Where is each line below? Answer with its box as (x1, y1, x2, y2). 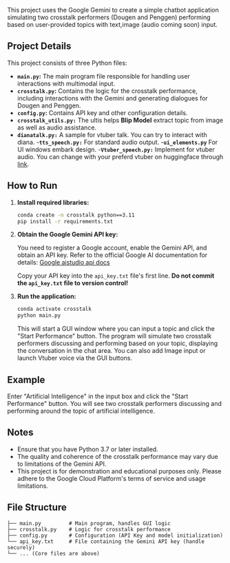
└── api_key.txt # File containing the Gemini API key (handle (7, 538, 205, 545)
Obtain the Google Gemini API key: (17, 230, 118, 238)
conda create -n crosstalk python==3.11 (17, 212, 135, 218)
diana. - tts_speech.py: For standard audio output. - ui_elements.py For (17, 138, 218, 146)
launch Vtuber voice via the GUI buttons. (17, 354, 133, 362)
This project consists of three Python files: (7, 59, 127, 67)
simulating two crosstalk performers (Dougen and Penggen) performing (7, 13, 211, 21)
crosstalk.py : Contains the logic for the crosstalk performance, (17, 86, 198, 95)
